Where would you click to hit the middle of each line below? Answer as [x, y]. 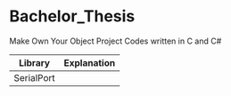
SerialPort [34, 77]
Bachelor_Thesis [72, 16]
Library [35, 62]
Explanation [90, 62]
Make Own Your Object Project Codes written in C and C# [115, 41]
